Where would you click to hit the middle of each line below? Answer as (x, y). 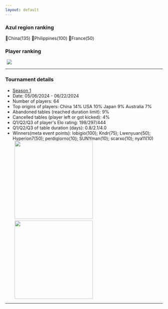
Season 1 (22, 90)
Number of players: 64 (36, 101)
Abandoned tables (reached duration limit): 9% (61, 112)
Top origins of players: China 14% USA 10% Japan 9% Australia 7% (82, 106)
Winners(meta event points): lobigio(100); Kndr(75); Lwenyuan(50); (81, 133)
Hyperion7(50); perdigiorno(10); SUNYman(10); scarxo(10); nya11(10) (83, 138)
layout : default (22, 10)
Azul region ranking (29, 27)
